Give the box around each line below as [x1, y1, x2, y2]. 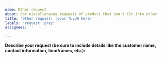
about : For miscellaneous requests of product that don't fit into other [5, 12, 158, 16]
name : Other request [5, 7, 47, 12]
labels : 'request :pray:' [5, 20, 57, 26]
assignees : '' [5, 25, 34, 30]
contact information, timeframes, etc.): [5, 48, 86, 54]
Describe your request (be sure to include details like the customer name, [5, 43, 156, 48]
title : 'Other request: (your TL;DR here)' [5, 16, 95, 21]
